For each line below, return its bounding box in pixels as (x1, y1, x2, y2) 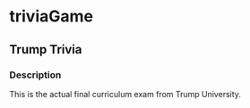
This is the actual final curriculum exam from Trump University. (9, 88, 242, 99)
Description (9, 69, 62, 81)
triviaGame (9, 6, 94, 27)
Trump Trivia (9, 42, 82, 57)
